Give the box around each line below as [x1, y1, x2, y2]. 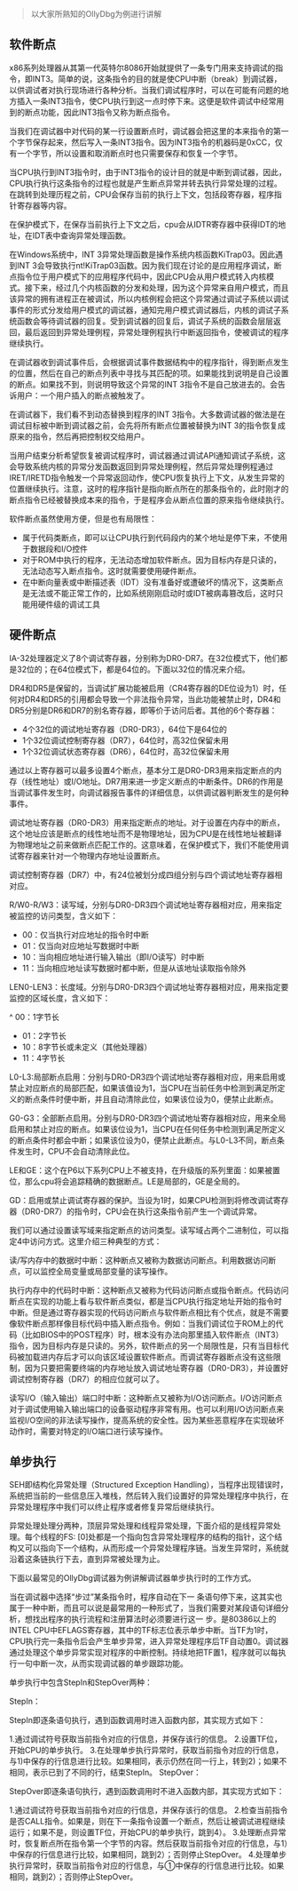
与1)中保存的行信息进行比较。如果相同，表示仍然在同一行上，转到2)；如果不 [9, 1756, 287, 1767]
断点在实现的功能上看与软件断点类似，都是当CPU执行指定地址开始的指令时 [9, 1296, 282, 1306]
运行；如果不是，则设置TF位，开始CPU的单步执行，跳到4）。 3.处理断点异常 [9, 1827, 286, 1838]
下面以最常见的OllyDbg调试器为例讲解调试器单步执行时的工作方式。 [9, 1573, 256, 1584]
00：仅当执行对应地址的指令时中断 [21, 929, 149, 940]
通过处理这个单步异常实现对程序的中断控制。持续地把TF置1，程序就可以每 [9, 1648, 278, 1658]
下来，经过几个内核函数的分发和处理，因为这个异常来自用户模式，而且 [32, 282, 289, 292]
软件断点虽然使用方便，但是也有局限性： [9, 513, 157, 523]
